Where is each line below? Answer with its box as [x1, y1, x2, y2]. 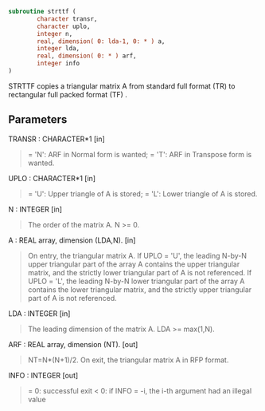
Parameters [8, 113, 68, 127]
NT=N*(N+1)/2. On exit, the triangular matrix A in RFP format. [27, 355, 229, 365]
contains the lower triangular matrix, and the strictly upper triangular [27, 284, 252, 294]
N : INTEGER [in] [8, 204, 62, 214]
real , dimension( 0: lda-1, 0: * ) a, [37, 37, 166, 45]
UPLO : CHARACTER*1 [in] [8, 173, 96, 183]
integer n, [37, 30, 73, 38]
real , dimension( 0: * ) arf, [37, 52, 137, 60]
